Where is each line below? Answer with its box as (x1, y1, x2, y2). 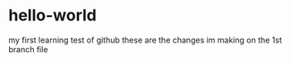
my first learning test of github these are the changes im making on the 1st (8, 35, 283, 45)
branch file (8, 43, 48, 54)
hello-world (8, 5, 98, 26)
